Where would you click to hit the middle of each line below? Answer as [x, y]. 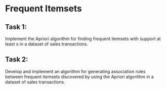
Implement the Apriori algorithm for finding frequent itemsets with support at [83, 39]
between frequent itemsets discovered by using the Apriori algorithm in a [80, 77]
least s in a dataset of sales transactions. [47, 44]
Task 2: [17, 60]
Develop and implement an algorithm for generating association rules [75, 71]
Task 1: [16, 27]
